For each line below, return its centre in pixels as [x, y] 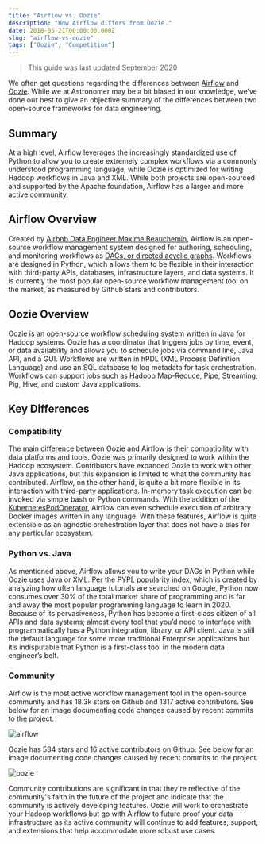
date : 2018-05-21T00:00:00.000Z [62, 30]
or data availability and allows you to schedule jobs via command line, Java [131, 350]
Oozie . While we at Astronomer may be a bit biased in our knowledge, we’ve [133, 91]
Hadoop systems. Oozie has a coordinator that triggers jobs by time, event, [131, 341]
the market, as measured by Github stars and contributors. [104, 289]
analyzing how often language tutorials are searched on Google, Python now [133, 587]
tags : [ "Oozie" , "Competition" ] [62, 45]
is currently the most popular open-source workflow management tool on [128, 281]
